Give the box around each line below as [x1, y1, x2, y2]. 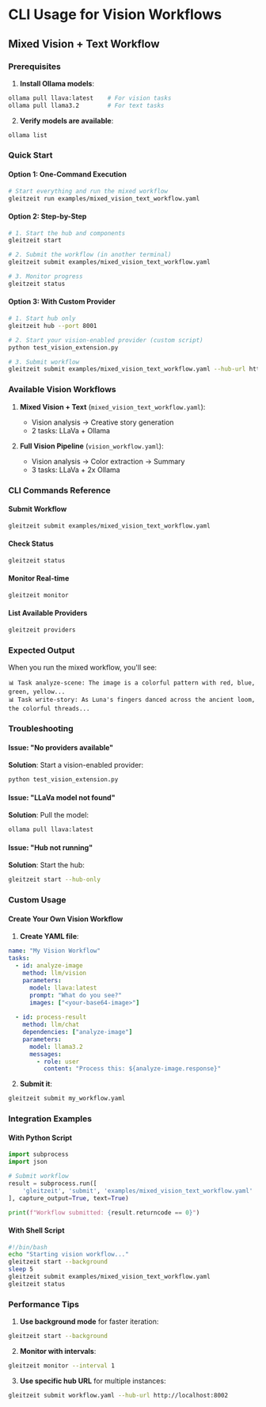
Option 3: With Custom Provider [8, 297, 116, 307]
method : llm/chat [22, 1020, 80, 1029]
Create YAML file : [19, 932, 79, 941]
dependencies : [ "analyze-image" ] [22, 1028, 133, 1036]
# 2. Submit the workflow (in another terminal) [8, 251, 172, 259]
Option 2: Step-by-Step [8, 212, 87, 221]
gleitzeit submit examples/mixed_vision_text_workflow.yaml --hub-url [8, 365, 246, 373]
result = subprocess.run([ [8, 1179, 97, 1188]
